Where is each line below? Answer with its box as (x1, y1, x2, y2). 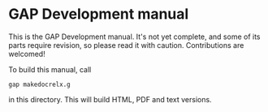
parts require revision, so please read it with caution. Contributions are (8, 40, 244, 50)
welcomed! (8, 49, 46, 58)
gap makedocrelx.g (8, 80, 71, 88)
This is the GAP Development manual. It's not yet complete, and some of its (8, 32, 262, 41)
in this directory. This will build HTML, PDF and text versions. (8, 94, 213, 104)
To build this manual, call (8, 64, 92, 74)
